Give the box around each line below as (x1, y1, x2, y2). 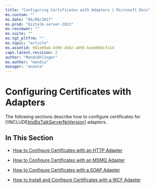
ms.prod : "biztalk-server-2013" (5, 21, 73, 27)
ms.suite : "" (5, 31, 33, 36)
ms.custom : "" (5, 12, 35, 17)
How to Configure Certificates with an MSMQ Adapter (12, 157, 125, 163)
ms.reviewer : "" (5, 26, 40, 32)
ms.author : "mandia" (5, 59, 49, 65)
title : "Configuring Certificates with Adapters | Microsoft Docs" (5, 7, 151, 13)
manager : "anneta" (5, 64, 44, 69)
